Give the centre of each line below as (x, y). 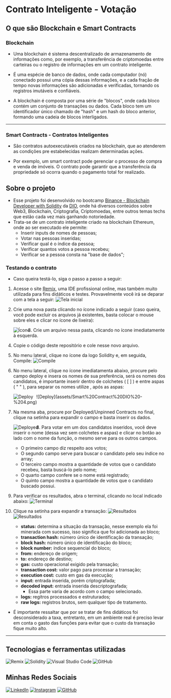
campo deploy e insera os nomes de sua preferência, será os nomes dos (89, 376)
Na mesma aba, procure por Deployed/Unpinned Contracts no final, (84, 412)
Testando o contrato (31, 268)
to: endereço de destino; (47, 559)
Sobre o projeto (30, 188)
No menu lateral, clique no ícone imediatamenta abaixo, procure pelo (85, 371)
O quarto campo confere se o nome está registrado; (75, 475)
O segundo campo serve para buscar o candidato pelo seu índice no (92, 454)
